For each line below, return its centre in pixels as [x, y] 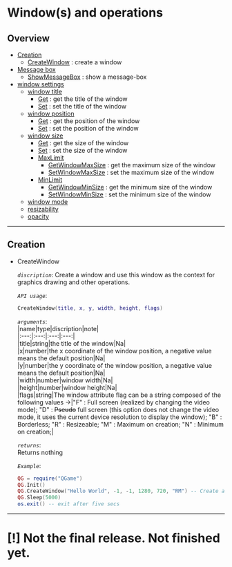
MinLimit [50, 180]
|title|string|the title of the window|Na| [71, 343]
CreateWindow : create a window [75, 62]
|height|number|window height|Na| [67, 387]
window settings [40, 84]
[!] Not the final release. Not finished [114, 538]
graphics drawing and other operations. [74, 282]
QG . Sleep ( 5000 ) [39, 498]
